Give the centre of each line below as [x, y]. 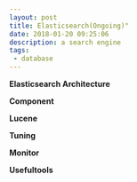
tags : [19, 51]
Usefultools [31, 170]
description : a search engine [65, 42]
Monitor [24, 153]
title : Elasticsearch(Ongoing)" [69, 26]
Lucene [24, 118]
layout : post [33, 17]
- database [33, 59]
